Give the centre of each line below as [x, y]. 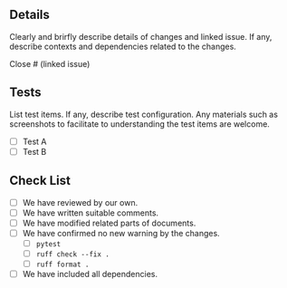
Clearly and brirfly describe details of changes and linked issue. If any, [141, 36]
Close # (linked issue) [50, 63]
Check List [40, 181]
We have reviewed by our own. [80, 202]
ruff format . [62, 264]
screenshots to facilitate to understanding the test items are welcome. [139, 124]
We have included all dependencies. [90, 274]
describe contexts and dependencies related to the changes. [123, 46]
